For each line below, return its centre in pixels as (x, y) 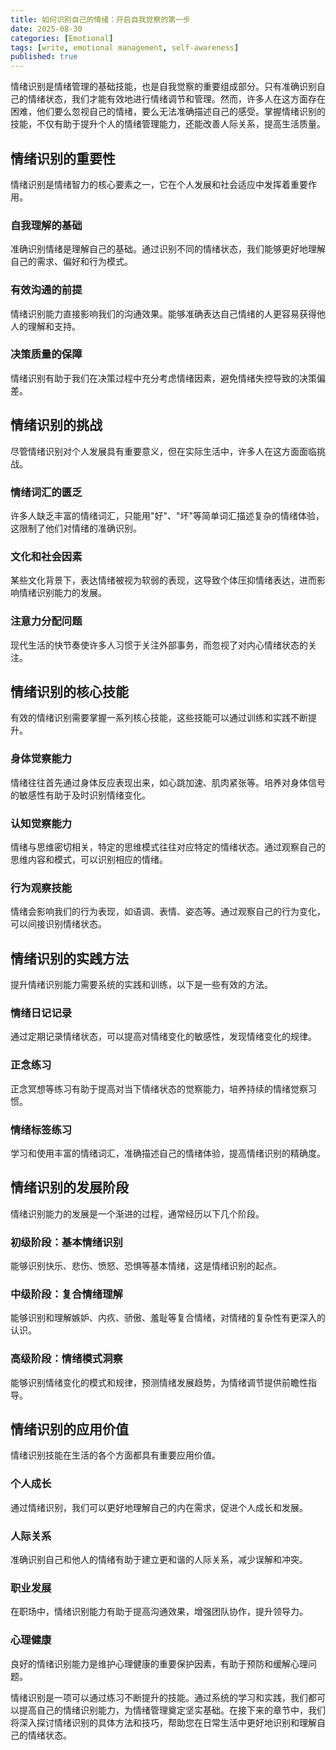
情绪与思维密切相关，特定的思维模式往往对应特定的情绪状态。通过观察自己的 (168, 847)
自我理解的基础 (46, 225)
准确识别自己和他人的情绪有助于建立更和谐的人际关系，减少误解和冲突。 (159, 1560)
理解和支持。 (54, 326)
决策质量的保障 (46, 354)
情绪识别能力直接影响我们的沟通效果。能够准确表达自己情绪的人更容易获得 (163, 313)
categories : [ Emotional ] (62, 38)
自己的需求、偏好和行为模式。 (71, 262)
